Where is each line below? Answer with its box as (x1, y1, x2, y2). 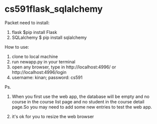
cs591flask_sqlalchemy (4, 3, 103, 15)
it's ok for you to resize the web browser (11, 113, 94, 119)
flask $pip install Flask (11, 29, 57, 35)
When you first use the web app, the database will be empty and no (11, 93, 150, 99)
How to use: (4, 44, 29, 50)
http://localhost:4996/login (11, 69, 67, 75)
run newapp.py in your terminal (11, 59, 76, 64)
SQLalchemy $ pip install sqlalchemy (11, 34, 87, 40)
